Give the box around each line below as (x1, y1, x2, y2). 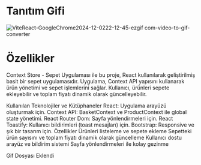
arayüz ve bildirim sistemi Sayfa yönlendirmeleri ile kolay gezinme (6, 140, 169, 148)
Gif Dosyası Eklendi (6, 152, 55, 159)
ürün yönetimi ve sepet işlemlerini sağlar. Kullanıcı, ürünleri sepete (6, 84, 170, 91)
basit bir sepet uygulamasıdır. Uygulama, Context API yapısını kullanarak (6, 77, 185, 85)
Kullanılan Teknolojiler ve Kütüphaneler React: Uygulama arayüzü (6, 102, 167, 109)
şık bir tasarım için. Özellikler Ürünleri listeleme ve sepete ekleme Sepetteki (6, 127, 192, 134)
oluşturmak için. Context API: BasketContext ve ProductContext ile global (6, 108, 187, 115)
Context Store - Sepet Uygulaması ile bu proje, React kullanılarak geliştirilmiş (6, 71, 196, 79)
